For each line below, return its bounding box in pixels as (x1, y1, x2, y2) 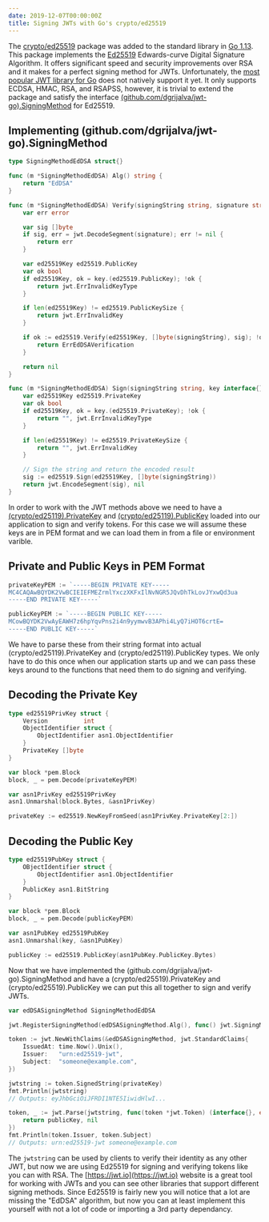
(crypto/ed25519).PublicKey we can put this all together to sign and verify (8, 982, 251, 992)
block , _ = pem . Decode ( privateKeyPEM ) (8, 775, 138, 784)
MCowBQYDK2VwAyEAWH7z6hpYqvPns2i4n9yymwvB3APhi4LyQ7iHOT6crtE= (8, 618, 224, 626)
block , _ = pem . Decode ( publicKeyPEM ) (8, 915, 134, 923)
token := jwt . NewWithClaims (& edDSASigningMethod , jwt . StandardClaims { (8, 1036, 249, 1044)
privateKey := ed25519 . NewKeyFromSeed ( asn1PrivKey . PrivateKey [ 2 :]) (8, 812, 239, 820)
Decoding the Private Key (8, 688, 138, 702)
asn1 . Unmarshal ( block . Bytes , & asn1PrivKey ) (8, 798, 156, 806)
